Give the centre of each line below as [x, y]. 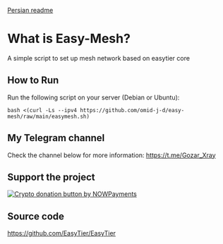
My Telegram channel [56, 138]
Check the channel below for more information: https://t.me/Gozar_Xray [112, 155]
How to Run [33, 80]
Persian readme [30, 10]
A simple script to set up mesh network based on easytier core [99, 58]
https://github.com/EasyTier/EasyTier [62, 233]
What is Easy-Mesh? [69, 39]
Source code [36, 216]
